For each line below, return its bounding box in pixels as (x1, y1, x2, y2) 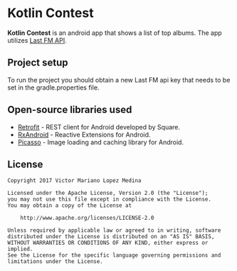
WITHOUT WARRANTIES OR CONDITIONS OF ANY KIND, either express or (7, 240, 209, 247)
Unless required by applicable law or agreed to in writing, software (7, 227, 221, 234)
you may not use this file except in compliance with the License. (7, 196, 212, 203)
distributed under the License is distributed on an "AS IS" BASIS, (7, 233, 215, 240)
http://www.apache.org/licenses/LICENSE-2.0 (20, 215, 154, 222)
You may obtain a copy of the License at (7, 202, 132, 209)
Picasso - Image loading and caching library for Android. (17, 137, 184, 147)
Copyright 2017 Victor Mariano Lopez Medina (7, 177, 142, 184)
